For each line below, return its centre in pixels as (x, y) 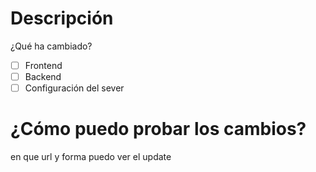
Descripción (62, 18)
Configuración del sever (74, 88)
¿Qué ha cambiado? (51, 46)
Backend (43, 76)
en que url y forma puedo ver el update (91, 157)
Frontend (43, 65)
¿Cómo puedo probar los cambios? (158, 129)
